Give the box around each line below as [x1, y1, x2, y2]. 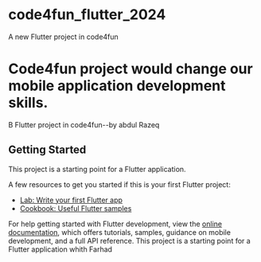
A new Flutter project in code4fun [8, 32, 119, 41]
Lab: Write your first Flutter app [19, 195, 123, 205]
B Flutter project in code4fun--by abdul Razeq [8, 119, 160, 129]
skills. [8, 94, 49, 112]
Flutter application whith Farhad [8, 244, 113, 254]
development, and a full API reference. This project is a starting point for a [8, 236, 251, 245]
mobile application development [8, 77, 226, 95]
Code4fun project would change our [8, 60, 253, 78]
